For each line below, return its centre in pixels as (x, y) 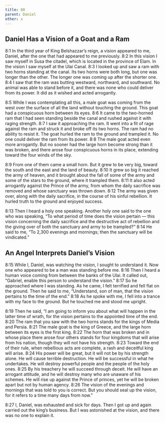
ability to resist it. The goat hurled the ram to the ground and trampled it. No (82, 134)
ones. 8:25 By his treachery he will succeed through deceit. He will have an (82, 369)
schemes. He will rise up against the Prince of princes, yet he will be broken (82, 379)
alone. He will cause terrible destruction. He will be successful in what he (79, 358)
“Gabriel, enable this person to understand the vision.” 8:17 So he (71, 281)
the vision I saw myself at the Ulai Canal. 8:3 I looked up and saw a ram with (82, 67)
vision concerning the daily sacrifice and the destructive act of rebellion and (82, 222)
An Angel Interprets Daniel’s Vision (60, 253)
